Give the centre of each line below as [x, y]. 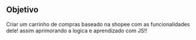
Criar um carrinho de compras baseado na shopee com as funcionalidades [98, 24]
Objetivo [22, 10]
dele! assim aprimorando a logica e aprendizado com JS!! [77, 30]
